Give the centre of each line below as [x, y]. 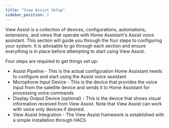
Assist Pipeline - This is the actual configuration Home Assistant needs [87, 71]
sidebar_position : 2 [27, 15]
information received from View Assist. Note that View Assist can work [87, 103]
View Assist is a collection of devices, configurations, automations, [76, 29]
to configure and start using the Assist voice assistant [69, 76]
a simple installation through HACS [49, 120]
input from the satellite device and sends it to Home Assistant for [81, 87]
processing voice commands [43, 93]
